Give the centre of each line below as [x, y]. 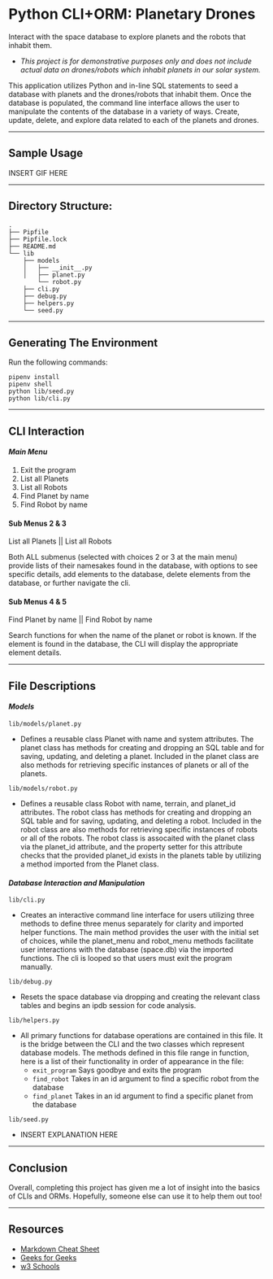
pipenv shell [30, 384]
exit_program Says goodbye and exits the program [117, 1070]
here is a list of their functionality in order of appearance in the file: [132, 1062]
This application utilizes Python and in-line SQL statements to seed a [123, 85]
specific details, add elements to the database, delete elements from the [130, 574]
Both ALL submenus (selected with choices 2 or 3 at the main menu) [123, 557]
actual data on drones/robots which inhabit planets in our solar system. [140, 69]
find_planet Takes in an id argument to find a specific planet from [143, 1096]
